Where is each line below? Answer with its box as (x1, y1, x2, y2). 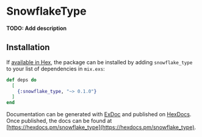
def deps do (6, 76, 37, 83)
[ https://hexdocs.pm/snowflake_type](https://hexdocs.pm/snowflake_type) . (6, 124, 197, 131)
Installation (6, 42, 50, 53)
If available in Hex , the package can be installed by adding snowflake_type (6, 58, 193, 65)
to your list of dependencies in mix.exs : (6, 65, 105, 72)
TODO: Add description (6, 24, 67, 32)
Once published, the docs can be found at (6, 117, 112, 125)
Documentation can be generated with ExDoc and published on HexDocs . (6, 111, 192, 118)
